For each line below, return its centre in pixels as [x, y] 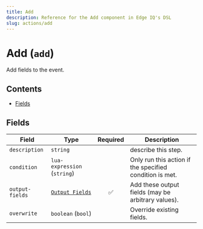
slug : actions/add [29, 23]
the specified [148, 167]
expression [67, 166]
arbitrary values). [154, 199]
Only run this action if [160, 159]
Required [111, 139]
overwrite [23, 213]
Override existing [154, 210]
